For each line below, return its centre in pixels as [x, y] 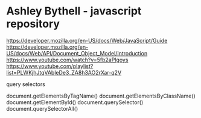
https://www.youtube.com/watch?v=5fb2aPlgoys [67, 60]
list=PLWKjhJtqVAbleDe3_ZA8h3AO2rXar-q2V [64, 72]
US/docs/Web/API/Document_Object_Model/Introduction [77, 53]
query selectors [26, 84]
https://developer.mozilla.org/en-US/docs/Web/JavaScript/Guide [87, 40]
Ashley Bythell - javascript [74, 11]
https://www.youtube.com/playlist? [50, 66]
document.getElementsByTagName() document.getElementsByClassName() [101, 96]
